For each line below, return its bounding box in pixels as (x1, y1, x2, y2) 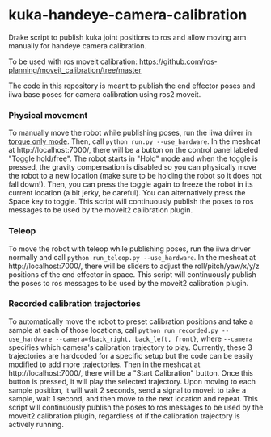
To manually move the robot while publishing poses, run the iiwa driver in (8, 128, 252, 138)
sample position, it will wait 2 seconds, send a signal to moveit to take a (8, 385, 247, 395)
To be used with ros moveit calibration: (8, 57, 138, 66)
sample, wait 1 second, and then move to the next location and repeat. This (8, 393, 259, 403)
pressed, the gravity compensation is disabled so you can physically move (8, 162, 256, 172)
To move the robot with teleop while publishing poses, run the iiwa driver (8, 244, 251, 254)
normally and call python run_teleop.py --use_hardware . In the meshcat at (8, 252, 256, 262)
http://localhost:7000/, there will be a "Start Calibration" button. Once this (8, 368, 253, 377)
